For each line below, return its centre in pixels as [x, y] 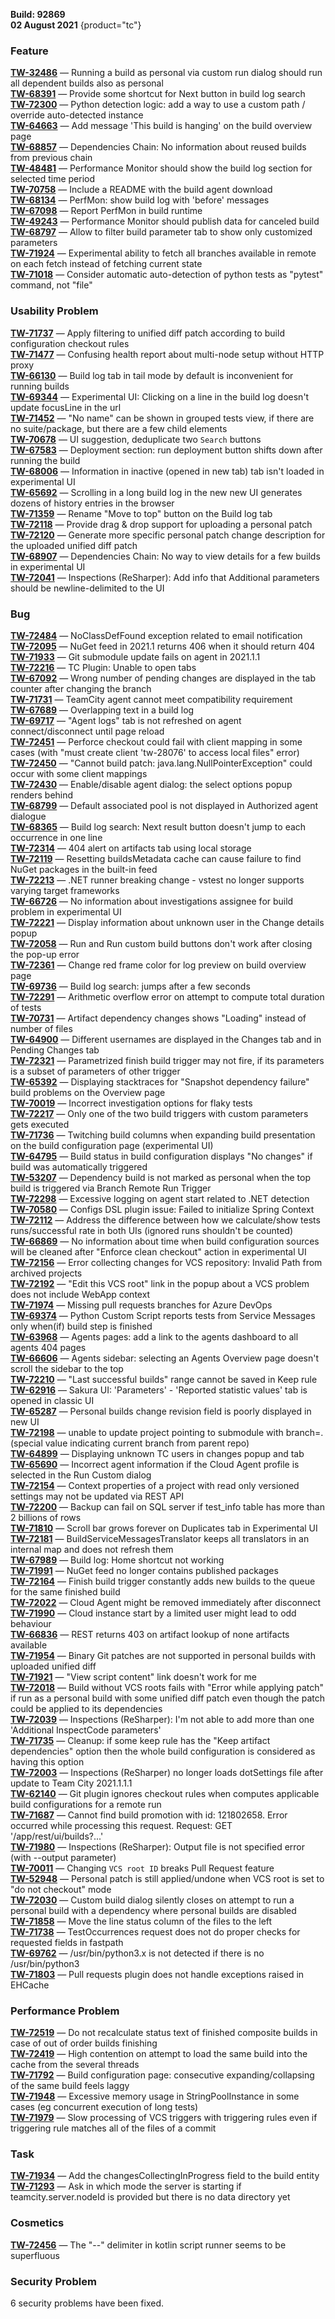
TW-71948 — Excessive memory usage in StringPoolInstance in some [155, 2096]
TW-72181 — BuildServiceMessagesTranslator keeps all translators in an [160, 1538]
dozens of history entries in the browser [92, 503]
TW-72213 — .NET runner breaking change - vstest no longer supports [157, 880]
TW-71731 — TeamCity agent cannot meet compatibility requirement [151, 699]
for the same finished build [65, 1591]
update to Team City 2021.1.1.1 [71, 1783]
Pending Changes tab [55, 1050]
